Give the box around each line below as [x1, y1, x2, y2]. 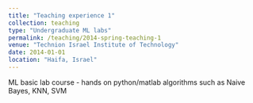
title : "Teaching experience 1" [8, 11, 115, 20]
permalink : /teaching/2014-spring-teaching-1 [8, 33, 161, 42]
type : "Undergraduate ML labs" [8, 26, 112, 34]
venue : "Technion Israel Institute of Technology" [8, 41, 179, 49]
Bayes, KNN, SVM [8, 86, 67, 95]
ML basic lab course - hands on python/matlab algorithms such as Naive [8, 77, 246, 87]
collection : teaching [8, 19, 80, 27]
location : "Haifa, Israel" [8, 56, 98, 64]
